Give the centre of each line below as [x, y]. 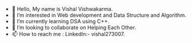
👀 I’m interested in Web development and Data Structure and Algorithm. [99, 15]
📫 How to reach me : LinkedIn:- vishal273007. [68, 34]
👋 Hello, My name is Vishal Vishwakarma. [62, 9]
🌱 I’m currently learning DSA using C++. [60, 21]
